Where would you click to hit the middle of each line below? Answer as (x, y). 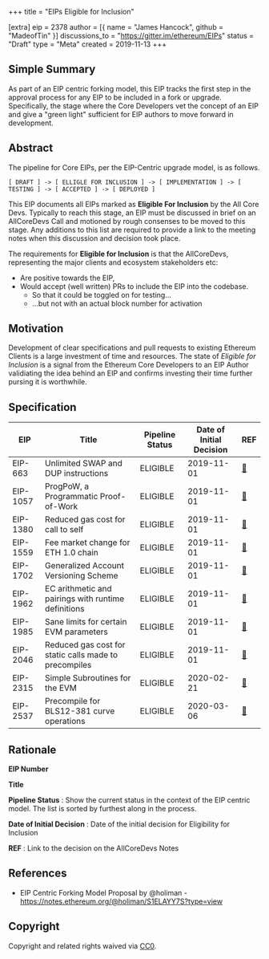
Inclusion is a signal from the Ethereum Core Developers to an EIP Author (129, 365)
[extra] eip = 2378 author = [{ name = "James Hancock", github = (116, 27)
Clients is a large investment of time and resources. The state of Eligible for (132, 356)
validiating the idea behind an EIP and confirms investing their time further (130, 373)
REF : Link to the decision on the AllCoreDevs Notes (94, 848)
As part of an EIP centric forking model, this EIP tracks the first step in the (130, 88)
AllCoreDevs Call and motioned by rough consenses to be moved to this (127, 221)
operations (65, 721)
